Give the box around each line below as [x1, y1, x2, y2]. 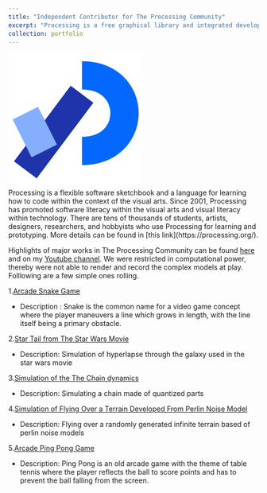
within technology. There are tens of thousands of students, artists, [8, 213, 228, 223]
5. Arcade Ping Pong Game [8, 444, 95, 453]
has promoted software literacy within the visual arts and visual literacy [8, 205, 241, 215]
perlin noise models [19, 428, 85, 437]
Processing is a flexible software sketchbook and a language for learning [8, 188, 247, 198]
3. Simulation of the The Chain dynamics [8, 374, 139, 383]
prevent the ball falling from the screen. [19, 476, 149, 485]
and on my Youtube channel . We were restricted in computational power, [8, 254, 246, 264]
